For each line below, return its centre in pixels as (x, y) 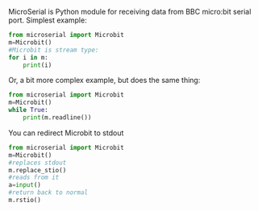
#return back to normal (48, 192)
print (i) (37, 65)
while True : (28, 110)
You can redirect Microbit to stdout (66, 133)
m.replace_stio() (37, 170)
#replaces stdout (37, 163)
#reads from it (34, 178)
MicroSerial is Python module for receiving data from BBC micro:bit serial (130, 12)
